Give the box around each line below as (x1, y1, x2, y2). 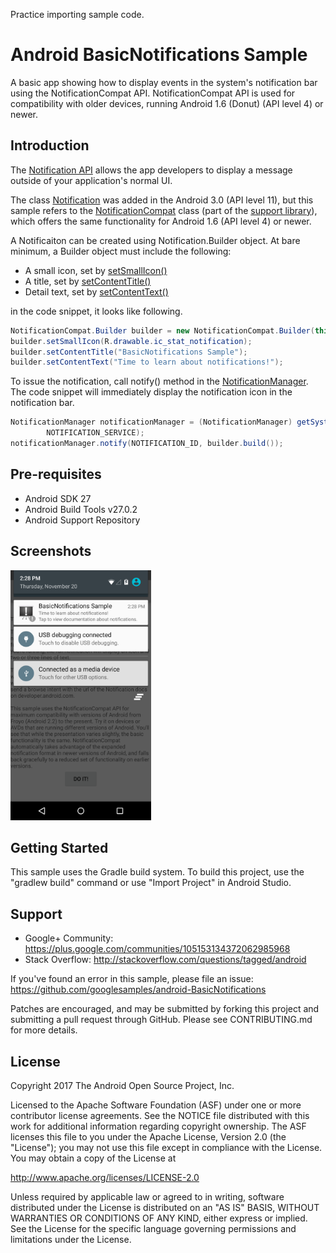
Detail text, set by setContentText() (24, 285, 169, 298)
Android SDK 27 (24, 492, 92, 504)
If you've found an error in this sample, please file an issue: (10, 973, 254, 985)
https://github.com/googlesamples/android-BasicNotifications (10, 984, 267, 996)
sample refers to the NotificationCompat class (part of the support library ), (10, 204, 318, 216)
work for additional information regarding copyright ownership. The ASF (10, 1120, 307, 1132)
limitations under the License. (10, 1233, 132, 1245)
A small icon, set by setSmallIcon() (24, 264, 168, 276)
